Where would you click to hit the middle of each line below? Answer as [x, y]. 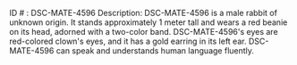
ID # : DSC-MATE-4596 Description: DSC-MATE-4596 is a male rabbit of [143, 13]
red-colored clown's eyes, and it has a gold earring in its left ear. [128, 41]
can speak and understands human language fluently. [155, 51]
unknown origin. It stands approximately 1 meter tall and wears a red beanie [148, 22]
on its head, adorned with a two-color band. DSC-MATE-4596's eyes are [144, 32]
